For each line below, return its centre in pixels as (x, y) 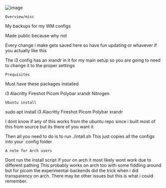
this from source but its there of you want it (49, 127)
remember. (16, 181)
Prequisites (17, 75)
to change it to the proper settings (40, 65)
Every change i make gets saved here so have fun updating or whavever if (81, 45)
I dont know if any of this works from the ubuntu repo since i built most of (80, 121)
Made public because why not (36, 36)
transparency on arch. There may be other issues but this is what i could (79, 176)
